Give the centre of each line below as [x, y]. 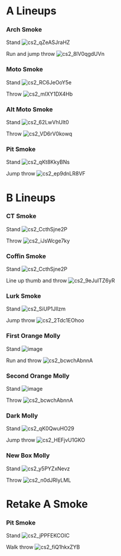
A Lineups [31, 11]
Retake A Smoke [47, 504]
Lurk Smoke [24, 296]
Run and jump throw [31, 54]
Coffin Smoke [26, 256]
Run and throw [24, 360]
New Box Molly [28, 456]
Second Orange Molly [38, 376]
